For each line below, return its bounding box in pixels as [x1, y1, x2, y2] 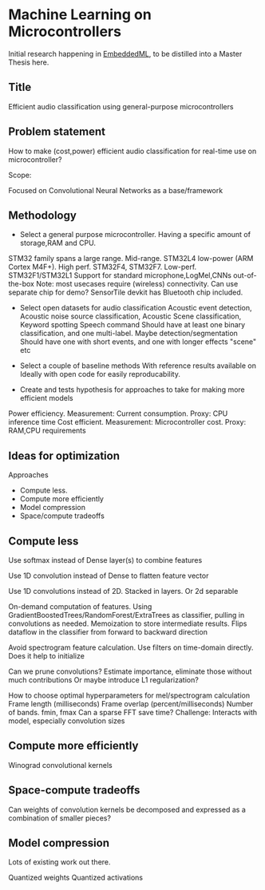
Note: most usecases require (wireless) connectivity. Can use [35, 279, 239, 289]
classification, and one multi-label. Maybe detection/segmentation [19, 329, 238, 338]
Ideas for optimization [8, 449, 120, 462]
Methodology [8, 208, 77, 222]
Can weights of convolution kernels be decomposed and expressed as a [8, 805, 246, 814]
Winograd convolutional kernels [8, 760, 113, 769]
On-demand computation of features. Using [8, 602, 152, 611]
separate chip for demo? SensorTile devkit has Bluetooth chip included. [8, 287, 243, 297]
